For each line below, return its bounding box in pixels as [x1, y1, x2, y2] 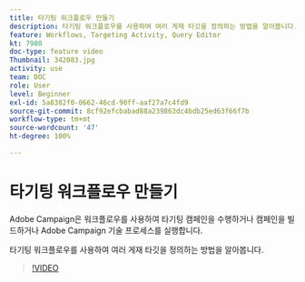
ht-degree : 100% [9, 132, 71, 141]
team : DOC [9, 73, 47, 82]
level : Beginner [9, 89, 71, 98]
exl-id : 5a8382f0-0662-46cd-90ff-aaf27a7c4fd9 [9, 97, 189, 107]
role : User [9, 81, 51, 90]
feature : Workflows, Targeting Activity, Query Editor [9, 30, 221, 39]
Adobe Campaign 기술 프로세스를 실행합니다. [40, 225, 203, 236]
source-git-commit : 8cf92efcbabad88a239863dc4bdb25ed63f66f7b [9, 106, 250, 116]
